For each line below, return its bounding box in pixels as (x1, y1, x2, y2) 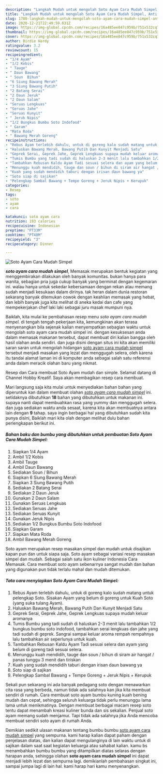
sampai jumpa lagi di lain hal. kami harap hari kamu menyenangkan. (5, 763, 140, 769)
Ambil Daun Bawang (12, 464, 53, 470)
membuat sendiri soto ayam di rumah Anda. (5, 718, 92, 724)
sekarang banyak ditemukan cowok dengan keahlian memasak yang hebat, (5, 294, 155, 300)
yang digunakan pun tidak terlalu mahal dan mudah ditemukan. (5, 566, 131, 573)
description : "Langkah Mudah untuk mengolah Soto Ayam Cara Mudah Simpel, (5, 7, 160, 12)
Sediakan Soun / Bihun (12, 469, 58, 476)
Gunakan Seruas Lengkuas (12, 500, 67, 506)
